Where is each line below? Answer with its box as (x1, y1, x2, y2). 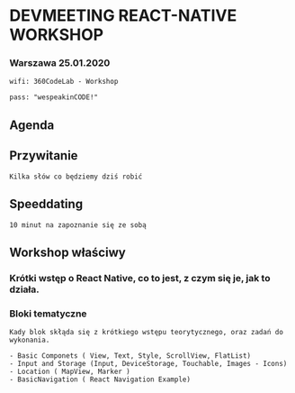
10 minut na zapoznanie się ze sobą (9, 220, 147, 230)
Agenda (9, 117, 55, 133)
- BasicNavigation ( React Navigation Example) (9, 375, 192, 384)
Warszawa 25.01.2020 (9, 57, 111, 69)
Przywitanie (9, 148, 78, 163)
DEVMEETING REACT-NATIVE (9, 5, 237, 26)
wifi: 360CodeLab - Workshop (9, 78, 119, 87)
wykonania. (9, 335, 50, 345)
